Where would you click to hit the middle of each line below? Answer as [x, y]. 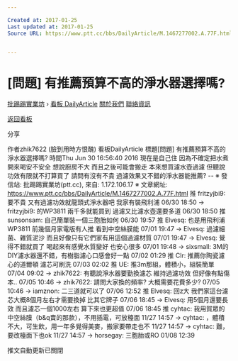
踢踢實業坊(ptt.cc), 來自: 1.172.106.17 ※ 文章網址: [98, 184]
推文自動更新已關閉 [35, 350]
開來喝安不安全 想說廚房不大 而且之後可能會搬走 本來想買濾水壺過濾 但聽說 [116, 167]
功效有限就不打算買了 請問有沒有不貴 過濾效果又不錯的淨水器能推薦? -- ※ [113, 176]
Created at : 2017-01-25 [42, 20]
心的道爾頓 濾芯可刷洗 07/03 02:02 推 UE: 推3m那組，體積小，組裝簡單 [111, 265]
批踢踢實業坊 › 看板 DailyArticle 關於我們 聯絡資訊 [79, 104]
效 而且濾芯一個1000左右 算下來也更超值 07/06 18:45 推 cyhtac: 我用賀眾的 [116, 309]
